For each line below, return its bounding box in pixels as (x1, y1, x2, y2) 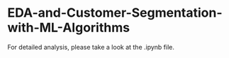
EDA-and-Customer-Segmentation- (7, 5, 223, 21)
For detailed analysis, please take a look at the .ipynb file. (7, 43, 175, 51)
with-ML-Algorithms (7, 20, 130, 36)
